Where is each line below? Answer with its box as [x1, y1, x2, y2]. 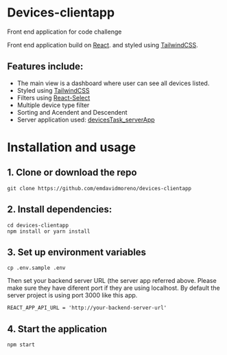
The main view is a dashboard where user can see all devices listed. [16, 79, 210, 87]
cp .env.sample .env [7, 264, 67, 272]
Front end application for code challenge [7, 27, 122, 36]
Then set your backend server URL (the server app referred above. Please [7, 277, 217, 285]
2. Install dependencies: [7, 204, 112, 216]
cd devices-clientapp [7, 222, 69, 229]
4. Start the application [7, 323, 108, 334]
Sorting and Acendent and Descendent [16, 108, 128, 116]
